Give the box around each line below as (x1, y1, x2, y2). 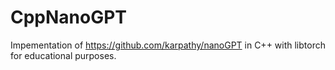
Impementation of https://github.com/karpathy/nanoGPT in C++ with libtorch (10, 39, 326, 51)
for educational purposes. (10, 49, 117, 61)
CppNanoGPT (10, 6, 128, 29)
